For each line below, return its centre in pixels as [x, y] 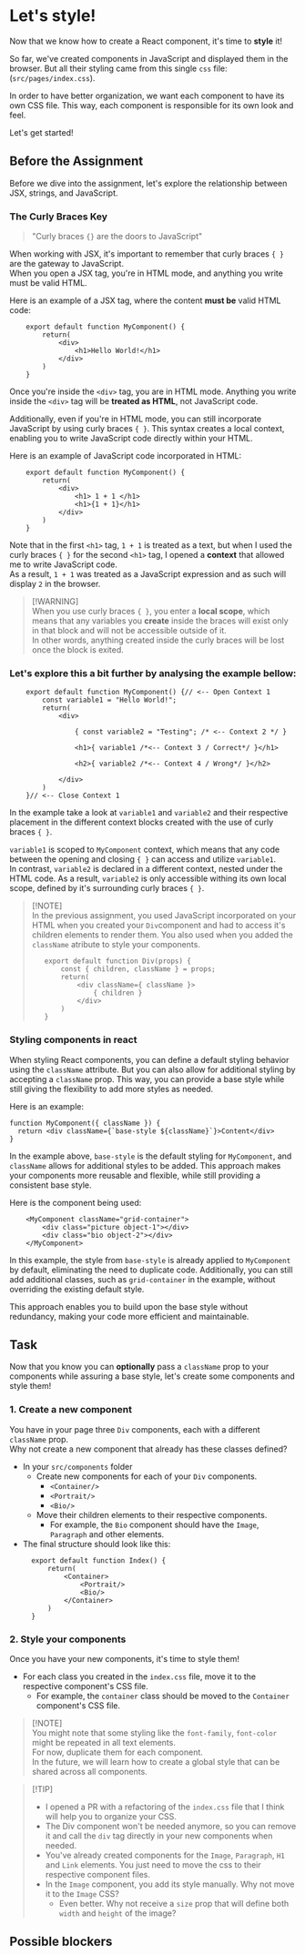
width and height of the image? [117, 1913]
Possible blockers [61, 1942]
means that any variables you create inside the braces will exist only [160, 621]
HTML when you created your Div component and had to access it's [158, 926]
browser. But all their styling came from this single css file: [118, 68]
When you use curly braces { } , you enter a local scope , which [151, 612]
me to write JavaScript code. [64, 564]
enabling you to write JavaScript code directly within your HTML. [131, 439]
